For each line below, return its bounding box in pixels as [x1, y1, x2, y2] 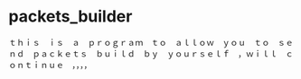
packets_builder [8, 6, 133, 27]
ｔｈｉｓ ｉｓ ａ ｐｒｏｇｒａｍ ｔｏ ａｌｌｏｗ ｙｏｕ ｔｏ [8, 37, 270, 48]
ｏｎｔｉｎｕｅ [8, 59, 64, 70]
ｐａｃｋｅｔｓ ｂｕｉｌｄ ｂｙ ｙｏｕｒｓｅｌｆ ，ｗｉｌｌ [32, 48, 277, 59]
